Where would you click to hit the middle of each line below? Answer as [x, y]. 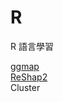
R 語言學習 [32, 46]
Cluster [25, 87]
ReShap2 [29, 77]
